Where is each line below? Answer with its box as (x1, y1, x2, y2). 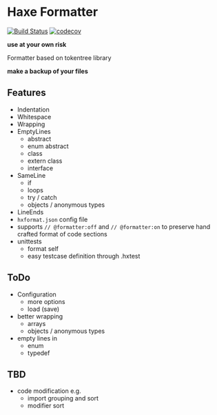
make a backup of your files (7, 67, 88, 75)
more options (27, 297, 65, 305)
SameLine (17, 171, 46, 179)
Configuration (17, 290, 56, 298)
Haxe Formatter (7, 4, 99, 20)
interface (27, 163, 54, 172)
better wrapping (17, 312, 63, 321)
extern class (27, 156, 63, 165)
